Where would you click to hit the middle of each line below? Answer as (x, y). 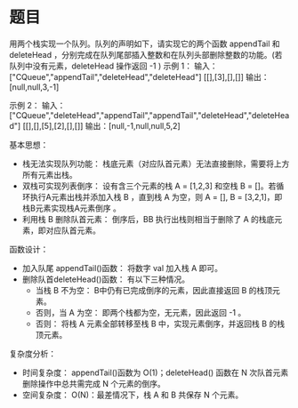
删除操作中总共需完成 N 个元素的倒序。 (94, 383)
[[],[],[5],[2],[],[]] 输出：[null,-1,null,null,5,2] (101, 125)
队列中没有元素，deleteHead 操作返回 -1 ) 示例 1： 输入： (113, 66)
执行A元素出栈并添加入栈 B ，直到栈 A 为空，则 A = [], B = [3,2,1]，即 (156, 196)
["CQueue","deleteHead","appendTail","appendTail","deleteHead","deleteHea (149, 115)
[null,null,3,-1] (34, 87)
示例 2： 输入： (37, 105)
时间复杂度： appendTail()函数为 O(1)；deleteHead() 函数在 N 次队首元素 (155, 372)
